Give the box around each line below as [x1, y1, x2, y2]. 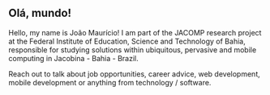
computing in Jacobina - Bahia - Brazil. [8, 53, 139, 63]
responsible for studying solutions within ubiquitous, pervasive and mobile [8, 44, 257, 55]
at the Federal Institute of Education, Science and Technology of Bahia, [8, 36, 246, 46]
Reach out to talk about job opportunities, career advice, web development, [8, 68, 261, 79]
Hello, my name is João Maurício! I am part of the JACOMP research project [8, 27, 262, 37]
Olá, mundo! [8, 6, 71, 20]
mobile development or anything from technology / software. [8, 77, 212, 87]
